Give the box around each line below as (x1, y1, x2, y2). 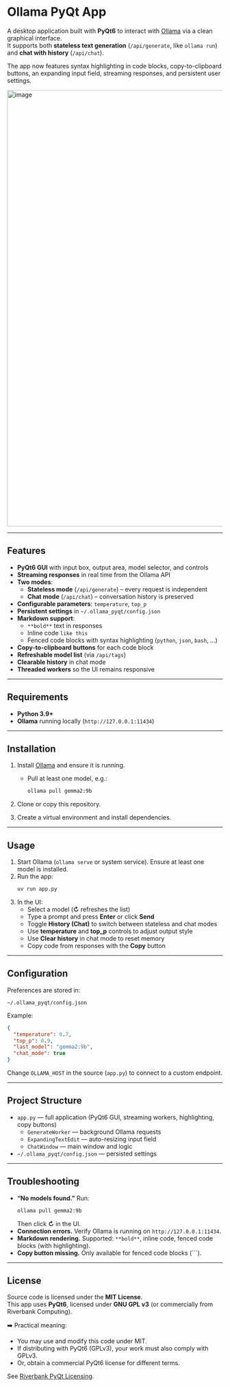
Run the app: (16, 872, 53, 880)
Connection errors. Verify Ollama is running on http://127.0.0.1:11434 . (16, 1227, 221, 1235)
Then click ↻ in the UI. (16, 1219, 81, 1227)
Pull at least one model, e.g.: (27, 774, 107, 782)
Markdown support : (16, 614, 75, 622)
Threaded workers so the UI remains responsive (16, 665, 155, 673)
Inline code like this (27, 628, 88, 637)
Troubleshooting (7, 1175, 80, 1188)
